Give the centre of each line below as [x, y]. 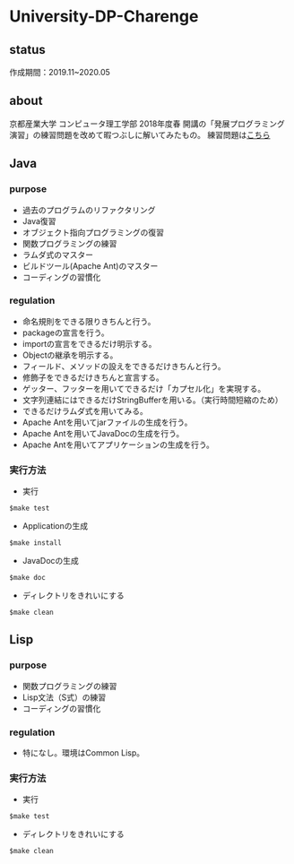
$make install [36, 543]
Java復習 [39, 220]
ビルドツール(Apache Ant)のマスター [90, 265]
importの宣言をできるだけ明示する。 [89, 343]
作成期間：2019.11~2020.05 [60, 72]
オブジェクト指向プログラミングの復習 [93, 232]
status [28, 50]
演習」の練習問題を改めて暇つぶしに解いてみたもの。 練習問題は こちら [140, 134]
